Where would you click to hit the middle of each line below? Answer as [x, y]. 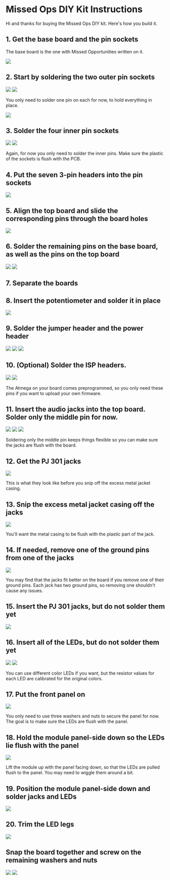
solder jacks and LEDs [41, 796]
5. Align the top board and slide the [62, 211]
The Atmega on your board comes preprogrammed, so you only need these [84, 388]
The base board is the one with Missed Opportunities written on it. [75, 51]
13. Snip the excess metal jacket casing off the [80, 504]
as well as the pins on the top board [62, 254]
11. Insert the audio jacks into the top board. [76, 409]
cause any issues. [25, 590]
